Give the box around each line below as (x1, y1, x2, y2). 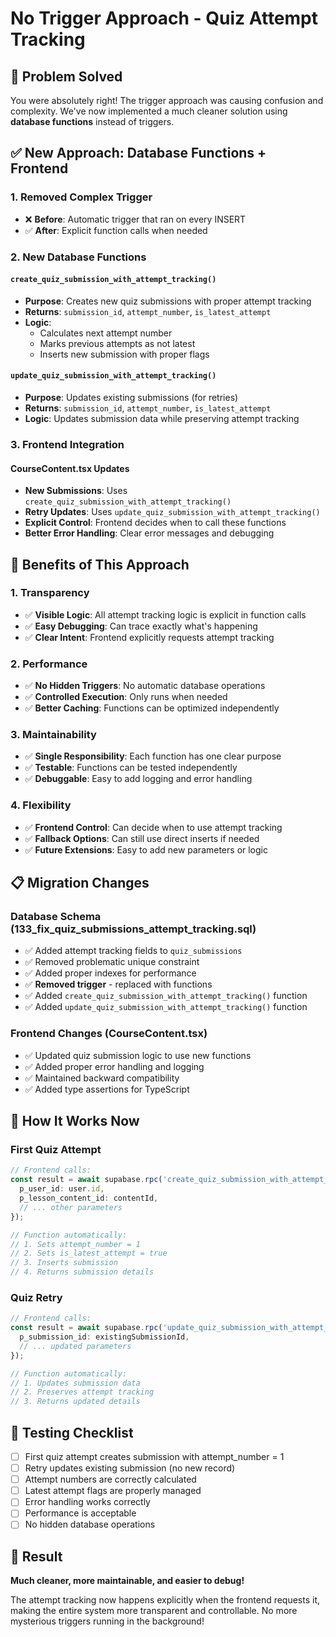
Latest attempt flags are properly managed (24, 1485, 202, 1497)
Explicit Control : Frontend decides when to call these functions (24, 517, 287, 529)
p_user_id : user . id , (19, 1184, 105, 1194)
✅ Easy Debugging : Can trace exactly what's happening (24, 620, 258, 632)
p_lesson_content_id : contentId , (19, 1193, 159, 1204)
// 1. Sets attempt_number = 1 (10, 1239, 141, 1249)
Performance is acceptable (24, 1507, 137, 1519)
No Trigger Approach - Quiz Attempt (10, 7, 318, 30)
